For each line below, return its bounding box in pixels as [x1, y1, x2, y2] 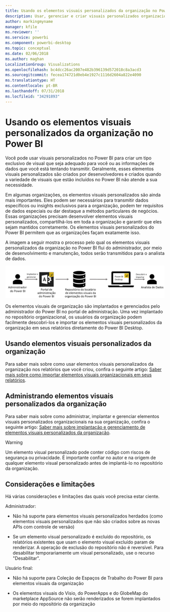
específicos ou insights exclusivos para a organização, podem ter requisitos [5, 202, 163, 208]
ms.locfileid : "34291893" [5, 94, 60, 99]
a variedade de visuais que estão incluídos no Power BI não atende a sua [5, 176, 158, 182]
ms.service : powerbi [5, 35, 49, 40]
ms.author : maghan [5, 56, 44, 61]
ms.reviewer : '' [5, 29, 39, 35]
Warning [5, 439, 23, 445]
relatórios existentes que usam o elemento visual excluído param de [12, 539, 154, 545]
